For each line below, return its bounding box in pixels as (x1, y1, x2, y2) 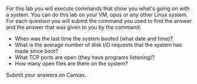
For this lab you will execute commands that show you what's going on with (6, 5, 190, 12)
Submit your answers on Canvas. (6, 72, 87, 78)
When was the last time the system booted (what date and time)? (14, 35, 173, 42)
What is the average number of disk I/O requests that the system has (14, 41, 182, 48)
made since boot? (14, 48, 58, 55)
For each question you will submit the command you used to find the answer (6, 18, 192, 24)
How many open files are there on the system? (14, 60, 128, 67)
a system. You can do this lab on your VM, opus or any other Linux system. (6, 11, 188, 18)
